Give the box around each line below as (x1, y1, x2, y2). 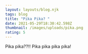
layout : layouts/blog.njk (5, 7, 59, 12)
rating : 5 (5, 30, 26, 35)
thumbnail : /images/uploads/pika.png (5, 26, 84, 30)
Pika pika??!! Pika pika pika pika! (5, 44, 71, 49)
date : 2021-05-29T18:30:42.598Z (5, 21, 72, 26)
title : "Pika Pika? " (5, 16, 50, 21)
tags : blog (5, 12, 28, 17)
